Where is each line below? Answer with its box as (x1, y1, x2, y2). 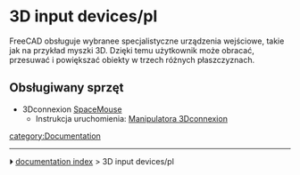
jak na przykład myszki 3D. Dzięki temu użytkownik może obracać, (9, 44, 254, 55)
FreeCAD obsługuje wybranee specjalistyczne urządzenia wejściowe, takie (9, 36, 285, 46)
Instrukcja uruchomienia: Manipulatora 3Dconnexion (35, 113, 228, 123)
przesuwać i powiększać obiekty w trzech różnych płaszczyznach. (9, 54, 255, 65)
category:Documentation (9, 131, 101, 141)
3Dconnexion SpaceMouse (21, 104, 122, 115)
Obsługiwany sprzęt (9, 80, 124, 95)
